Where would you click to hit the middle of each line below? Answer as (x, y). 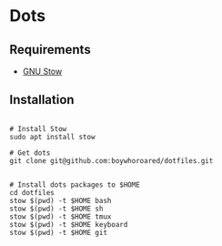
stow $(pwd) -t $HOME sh (56, 209)
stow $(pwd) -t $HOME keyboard (69, 224)
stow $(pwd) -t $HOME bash (61, 200)
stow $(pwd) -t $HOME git (58, 232)
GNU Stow (42, 71)
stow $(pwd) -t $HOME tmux (61, 216)
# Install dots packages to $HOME (75, 184)
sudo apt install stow (52, 137)
